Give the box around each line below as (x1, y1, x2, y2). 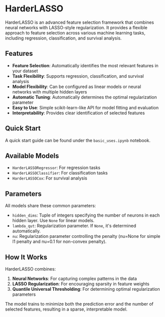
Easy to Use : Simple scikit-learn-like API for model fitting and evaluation (12, 104, 159, 110)
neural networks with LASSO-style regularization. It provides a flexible (5, 24, 148, 30)
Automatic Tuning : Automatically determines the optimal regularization (12, 94, 157, 100)
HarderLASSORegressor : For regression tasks (12, 165, 101, 171)
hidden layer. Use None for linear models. (12, 218, 95, 224)
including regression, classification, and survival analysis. (5, 35, 122, 41)
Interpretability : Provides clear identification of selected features (12, 110, 145, 116)
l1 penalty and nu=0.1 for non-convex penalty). (12, 238, 107, 245)
